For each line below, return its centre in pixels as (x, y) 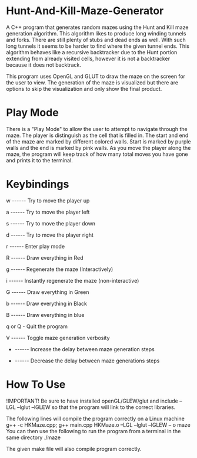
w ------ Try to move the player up (48, 200)
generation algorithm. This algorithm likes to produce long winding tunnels (96, 33)
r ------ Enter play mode (36, 246)
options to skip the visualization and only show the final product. (84, 89)
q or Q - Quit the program (37, 326)
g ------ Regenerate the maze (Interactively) (60, 269)
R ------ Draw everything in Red (45, 257)
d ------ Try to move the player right (50, 235)
